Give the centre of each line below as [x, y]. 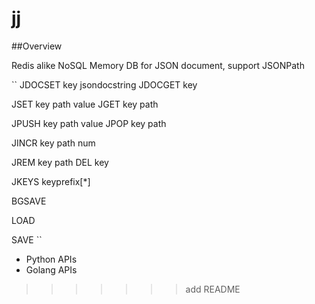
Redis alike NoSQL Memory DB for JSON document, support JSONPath [158, 65]
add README [213, 289]
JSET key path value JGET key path [85, 104]
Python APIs [51, 259]
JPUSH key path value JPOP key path [89, 123]
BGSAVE [29, 201]
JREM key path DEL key [60, 162]
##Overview [37, 46]
